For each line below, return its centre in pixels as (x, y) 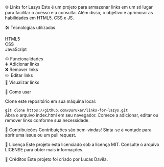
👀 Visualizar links (22, 82)
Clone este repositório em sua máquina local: (51, 101)
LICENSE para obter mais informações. (44, 150)
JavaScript (16, 49)
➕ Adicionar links (22, 64)
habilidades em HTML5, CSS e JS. (40, 18)
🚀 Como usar (18, 92)
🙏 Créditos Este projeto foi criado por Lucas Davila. (57, 159)
